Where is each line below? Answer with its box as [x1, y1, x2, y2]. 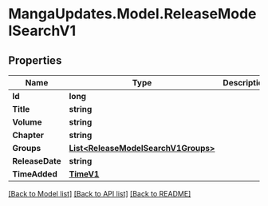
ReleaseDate [12, 156, 61, 166]
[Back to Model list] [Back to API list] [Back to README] [8, 189, 191, 198]
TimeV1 [69, 168, 100, 180]
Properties [8, 53, 62, 67]
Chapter [12, 129, 44, 141]
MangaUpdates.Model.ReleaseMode [8, 5, 257, 23]
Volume [12, 117, 42, 128]
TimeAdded [12, 168, 57, 180]
